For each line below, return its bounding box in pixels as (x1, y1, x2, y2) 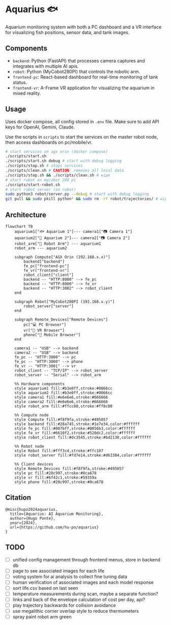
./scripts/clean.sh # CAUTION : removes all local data (5, 168, 124, 173)
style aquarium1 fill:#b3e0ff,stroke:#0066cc (14, 386, 113, 391)
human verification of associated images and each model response (12, 579, 154, 585)
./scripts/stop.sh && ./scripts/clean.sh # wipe (5, 172, 110, 178)
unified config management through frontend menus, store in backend (12, 556, 160, 563)
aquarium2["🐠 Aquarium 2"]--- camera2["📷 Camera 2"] (14, 236, 130, 241)
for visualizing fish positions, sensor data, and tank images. (5, 29, 130, 35)
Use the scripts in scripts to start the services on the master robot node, (5, 134, 158, 140)
